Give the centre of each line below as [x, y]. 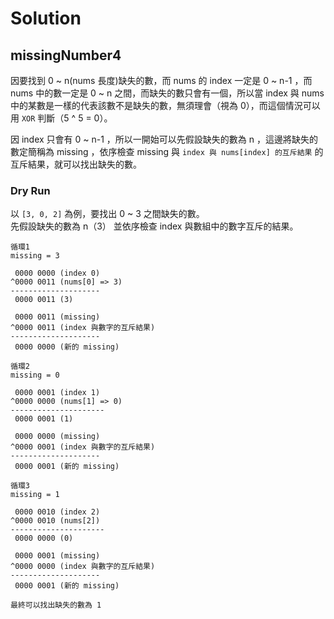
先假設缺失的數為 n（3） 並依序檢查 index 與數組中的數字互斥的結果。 [154, 226]
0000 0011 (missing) [57, 317]
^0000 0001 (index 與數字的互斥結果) [83, 447]
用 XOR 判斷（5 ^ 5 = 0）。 [61, 118]
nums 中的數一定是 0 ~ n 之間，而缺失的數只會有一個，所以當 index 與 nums [167, 93]
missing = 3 [35, 256]
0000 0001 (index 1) [57, 393]
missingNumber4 [66, 55]
